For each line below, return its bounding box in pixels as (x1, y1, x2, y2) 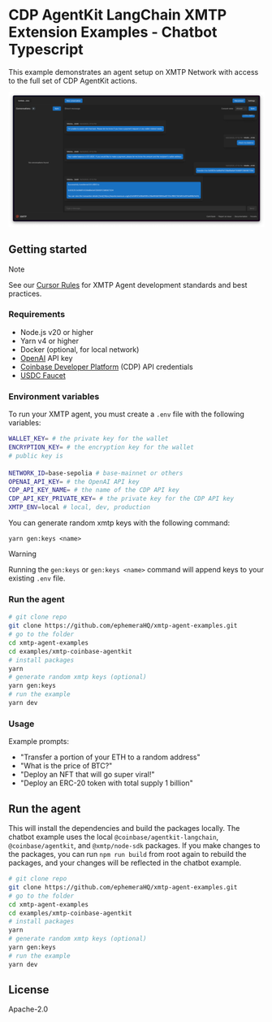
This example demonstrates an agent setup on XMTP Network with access (8, 67, 259, 76)
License (8, 983, 50, 997)
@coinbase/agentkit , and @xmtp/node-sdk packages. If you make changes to (8, 841, 261, 850)
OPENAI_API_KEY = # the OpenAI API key (8, 477, 140, 485)
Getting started (8, 242, 88, 257)
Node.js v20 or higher (19, 327, 93, 337)
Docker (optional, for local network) (19, 344, 140, 354)
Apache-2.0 (8, 1004, 49, 1014)
